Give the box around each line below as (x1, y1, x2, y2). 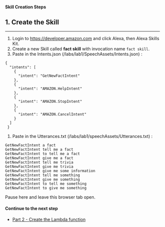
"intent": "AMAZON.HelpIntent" (18, 86, 82, 91)
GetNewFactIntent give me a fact (5, 156, 74, 161)
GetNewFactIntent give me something (5, 177, 80, 182)
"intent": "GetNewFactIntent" (18, 73, 80, 78)
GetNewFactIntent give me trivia (5, 164, 74, 169)
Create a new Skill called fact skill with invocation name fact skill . (12, 46, 150, 52)
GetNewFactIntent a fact (5, 143, 56, 148)
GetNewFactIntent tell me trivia (5, 160, 74, 165)
